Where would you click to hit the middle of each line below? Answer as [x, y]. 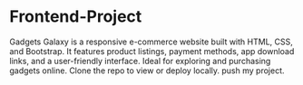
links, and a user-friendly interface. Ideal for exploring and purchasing [140, 61]
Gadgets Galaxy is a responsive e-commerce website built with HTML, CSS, [151, 42]
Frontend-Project [76, 17]
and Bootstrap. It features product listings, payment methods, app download [152, 51]
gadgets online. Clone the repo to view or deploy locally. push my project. [147, 71]
